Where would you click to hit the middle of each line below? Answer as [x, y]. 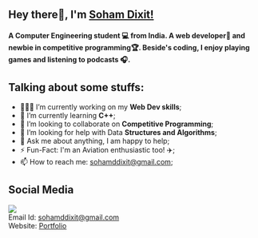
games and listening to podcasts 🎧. [69, 59]
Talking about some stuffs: [76, 87]
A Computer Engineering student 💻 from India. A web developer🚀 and [127, 35]
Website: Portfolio [38, 225]
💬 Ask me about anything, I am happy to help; [95, 141]
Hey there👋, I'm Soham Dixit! [81, 15]
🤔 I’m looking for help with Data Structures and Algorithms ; [118, 132]
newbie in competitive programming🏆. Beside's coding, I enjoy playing [129, 47]
